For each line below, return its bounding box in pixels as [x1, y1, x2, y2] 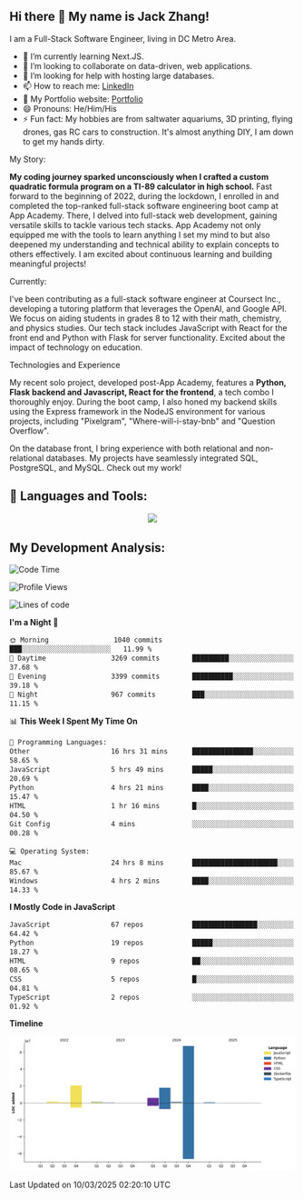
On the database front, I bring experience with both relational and [9, 443, 254, 454]
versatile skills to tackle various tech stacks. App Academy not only [9, 219, 261, 230]
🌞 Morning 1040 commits [9, 635, 163, 645]
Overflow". [9, 425, 50, 436]
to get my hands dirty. [22, 135, 105, 146]
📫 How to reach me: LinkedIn [22, 80, 134, 91]
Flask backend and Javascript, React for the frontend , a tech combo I [9, 386, 275, 397]
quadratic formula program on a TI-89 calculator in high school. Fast [9, 181, 272, 192]
